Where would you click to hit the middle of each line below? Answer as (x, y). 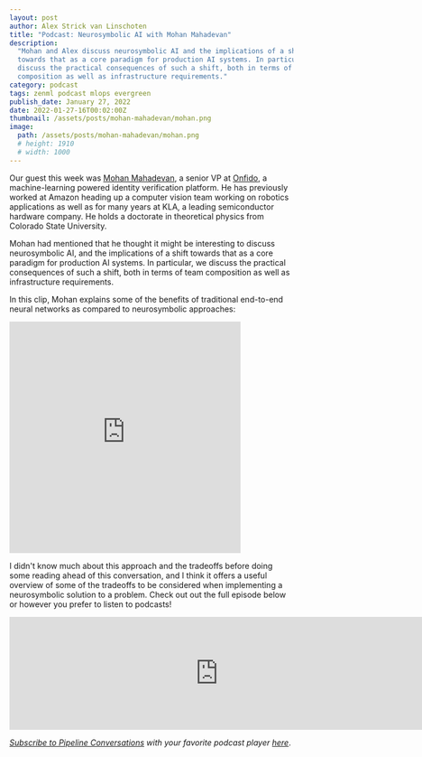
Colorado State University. (58, 226)
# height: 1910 (46, 144)
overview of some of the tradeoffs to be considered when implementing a (146, 584)
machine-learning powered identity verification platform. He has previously (149, 187)
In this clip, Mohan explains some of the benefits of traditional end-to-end (147, 299)
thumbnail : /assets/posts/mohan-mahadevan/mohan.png (110, 118)
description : (34, 43)
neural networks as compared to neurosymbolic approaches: (123, 309)
